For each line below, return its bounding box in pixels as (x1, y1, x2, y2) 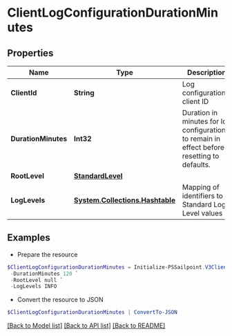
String (73, 88, 95, 98)
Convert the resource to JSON (17, 296, 104, 304)
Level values (182, 209, 223, 218)
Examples (7, 232, 50, 244)
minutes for (182, 116, 220, 126)
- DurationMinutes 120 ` (10, 270, 79, 277)
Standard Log (182, 200, 226, 209)
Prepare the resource (17, 250, 78, 258)
